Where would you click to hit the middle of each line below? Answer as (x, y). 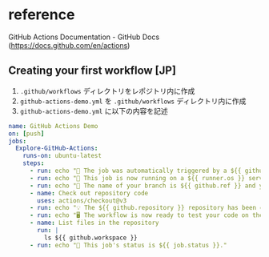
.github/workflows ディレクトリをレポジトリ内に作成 (107, 90)
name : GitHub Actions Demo (53, 126)
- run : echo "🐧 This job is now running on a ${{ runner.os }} (137, 178)
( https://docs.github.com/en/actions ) (69, 45)
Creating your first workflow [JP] (92, 71)
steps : (34, 163)
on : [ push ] (26, 134)
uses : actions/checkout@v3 (82, 201)
